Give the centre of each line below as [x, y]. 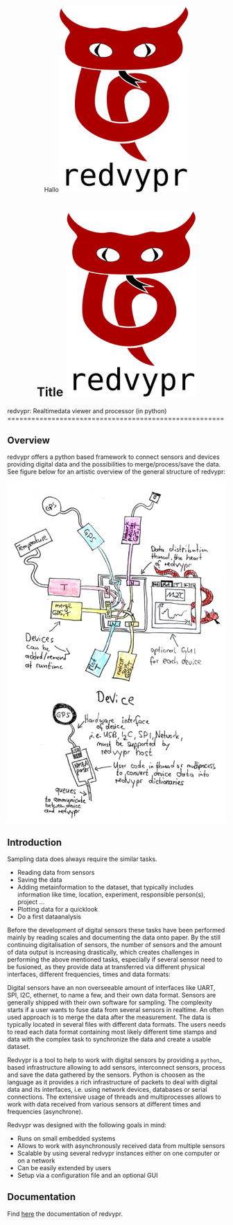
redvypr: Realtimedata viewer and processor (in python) [87, 411]
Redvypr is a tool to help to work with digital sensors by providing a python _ [115, 1060]
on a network [36, 1161]
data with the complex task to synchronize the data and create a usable [109, 1039]
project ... [31, 902]
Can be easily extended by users [64, 1167]
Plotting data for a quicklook [58, 909]
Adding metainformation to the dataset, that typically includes [105, 887]
